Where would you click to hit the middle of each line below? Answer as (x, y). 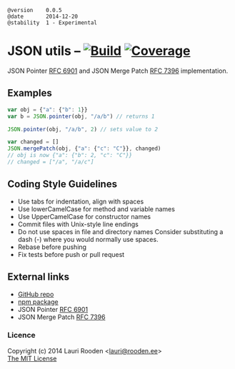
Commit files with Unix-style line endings (78, 224)
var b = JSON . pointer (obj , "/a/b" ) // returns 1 (81, 116)
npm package (38, 302)
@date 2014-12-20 (43, 16)
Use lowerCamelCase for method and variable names (96, 209)
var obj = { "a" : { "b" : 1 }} (47, 110)
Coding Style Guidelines (62, 184)
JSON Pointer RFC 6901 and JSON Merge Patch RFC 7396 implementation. (118, 71)
